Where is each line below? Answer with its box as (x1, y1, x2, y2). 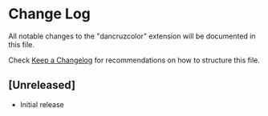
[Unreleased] (8, 78, 76, 92)
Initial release (19, 99, 64, 109)
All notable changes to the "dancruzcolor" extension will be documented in (8, 31, 256, 41)
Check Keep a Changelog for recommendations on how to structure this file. (8, 55, 261, 65)
